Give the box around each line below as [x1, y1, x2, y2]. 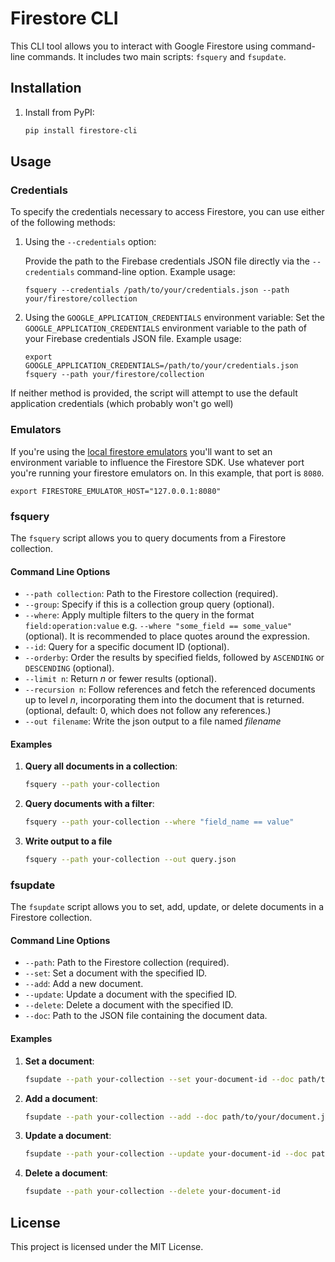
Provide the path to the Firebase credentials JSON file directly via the [24, 255, 310, 267]
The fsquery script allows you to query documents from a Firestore [10, 532, 287, 544]
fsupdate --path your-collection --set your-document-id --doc [24, 1074, 295, 1084]
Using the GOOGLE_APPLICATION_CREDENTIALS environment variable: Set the [24, 312, 325, 324]
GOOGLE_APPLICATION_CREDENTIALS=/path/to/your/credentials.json [24, 361, 299, 371]
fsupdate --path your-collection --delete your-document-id [24, 1187, 281, 1197]
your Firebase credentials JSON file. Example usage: [24, 333, 242, 345]
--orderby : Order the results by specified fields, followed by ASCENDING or [24, 652, 325, 664]
